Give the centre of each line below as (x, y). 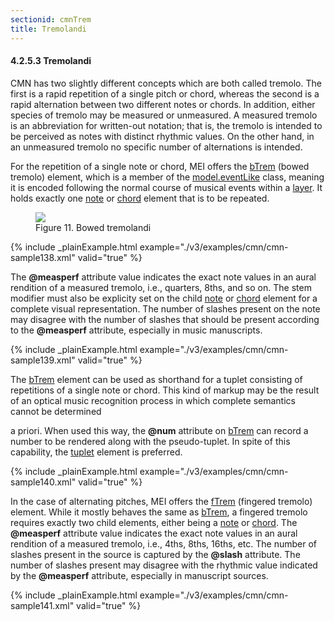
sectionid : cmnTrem (51, 19)
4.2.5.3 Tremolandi (51, 61)
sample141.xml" (42, 605)
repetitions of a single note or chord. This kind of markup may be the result (165, 390)
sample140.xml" (43, 482)
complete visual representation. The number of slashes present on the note (165, 308)
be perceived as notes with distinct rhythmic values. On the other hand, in (162, 136)
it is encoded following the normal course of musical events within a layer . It (166, 187)
